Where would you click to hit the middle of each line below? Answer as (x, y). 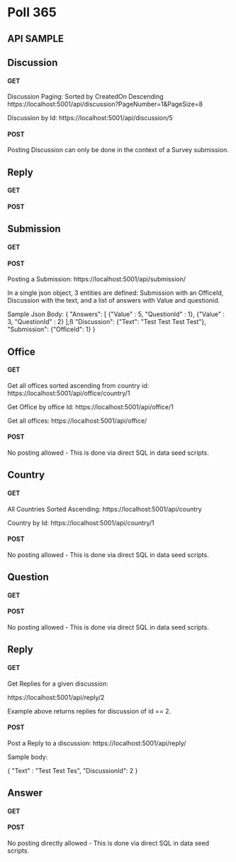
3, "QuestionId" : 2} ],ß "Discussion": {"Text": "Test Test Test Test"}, (107, 322)
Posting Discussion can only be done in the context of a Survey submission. (118, 150)
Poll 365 (32, 12)
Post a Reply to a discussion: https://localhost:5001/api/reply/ (97, 743)
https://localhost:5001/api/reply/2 (56, 697)
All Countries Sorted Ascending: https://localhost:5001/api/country (105, 509)
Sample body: (28, 757)
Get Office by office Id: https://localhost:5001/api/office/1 (90, 406)
